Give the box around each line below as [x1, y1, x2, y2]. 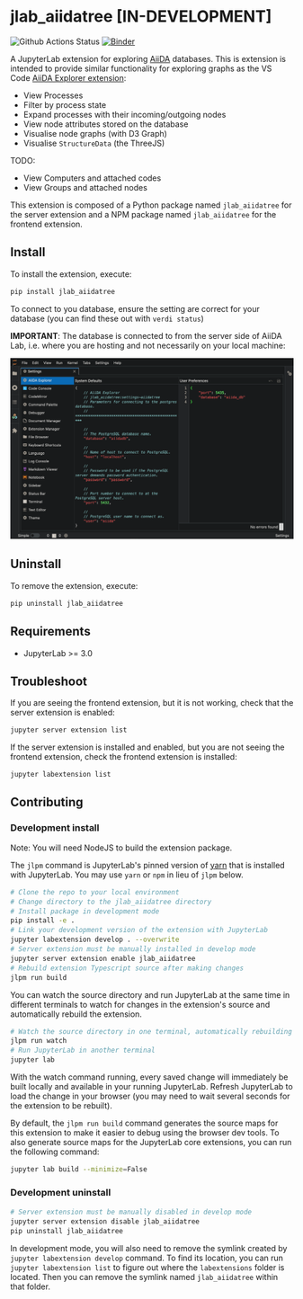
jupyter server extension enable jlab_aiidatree [10, 954, 196, 963]
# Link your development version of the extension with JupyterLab [10, 926, 269, 935]
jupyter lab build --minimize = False [10, 1165, 147, 1174]
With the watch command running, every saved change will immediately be [10, 1072, 289, 1082]
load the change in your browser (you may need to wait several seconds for [10, 1090, 290, 1101]
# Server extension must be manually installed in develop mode [10, 945, 256, 954]
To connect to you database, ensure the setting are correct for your [10, 303, 260, 314]
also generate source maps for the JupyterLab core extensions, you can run [10, 1137, 292, 1147]
